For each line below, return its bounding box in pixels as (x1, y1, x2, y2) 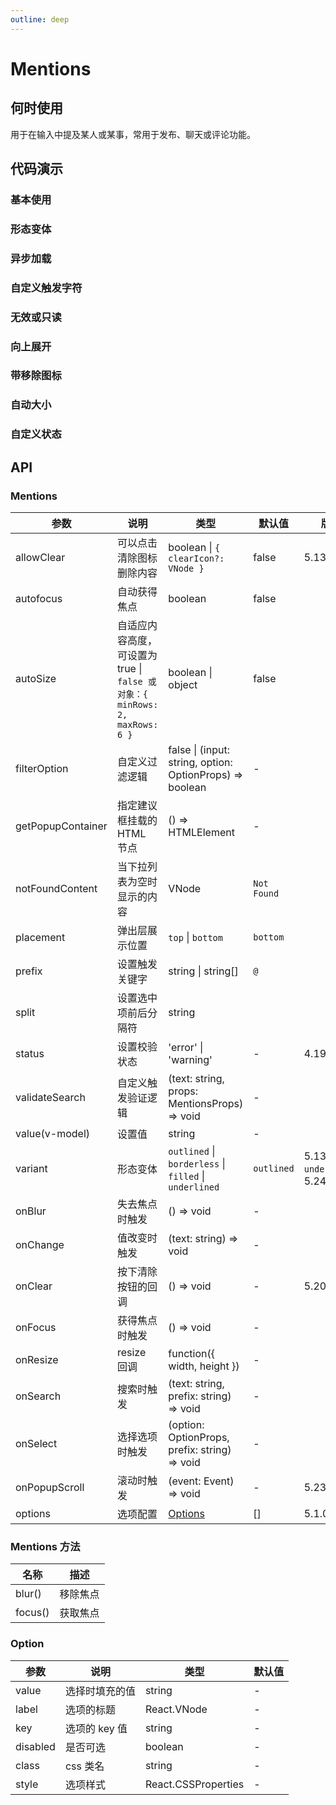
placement (15, 931, 66, 944)
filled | (168, 1169, 206, 1183)
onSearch (15, 1389, 62, 1403)
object (168, 678, 198, 691)
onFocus (15, 1321, 57, 1334)
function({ (168, 1347, 215, 1360)
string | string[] (168, 964, 239, 978)
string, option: (168, 756, 233, 769)
